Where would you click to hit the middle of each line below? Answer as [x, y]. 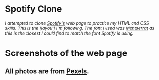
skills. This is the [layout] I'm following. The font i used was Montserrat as [80, 28]
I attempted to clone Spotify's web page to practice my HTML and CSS [77, 23]
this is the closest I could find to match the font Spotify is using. [69, 33]
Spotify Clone [34, 9]
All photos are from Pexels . [47, 71]
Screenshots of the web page [66, 53]
